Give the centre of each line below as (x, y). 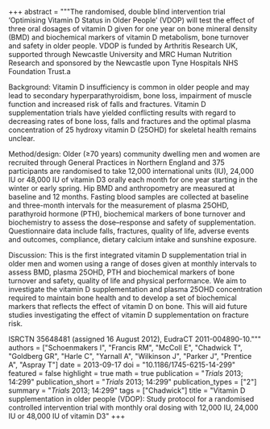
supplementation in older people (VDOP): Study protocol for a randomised (131, 399)
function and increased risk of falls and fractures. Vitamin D (108, 104)
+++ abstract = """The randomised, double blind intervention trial (117, 12)
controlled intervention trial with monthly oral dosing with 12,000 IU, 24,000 (133, 407)
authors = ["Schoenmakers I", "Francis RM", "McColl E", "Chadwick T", (126, 348)
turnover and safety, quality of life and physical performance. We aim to (128, 280)
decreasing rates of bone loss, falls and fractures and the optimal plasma (130, 121)
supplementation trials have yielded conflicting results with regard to (122, 113)
